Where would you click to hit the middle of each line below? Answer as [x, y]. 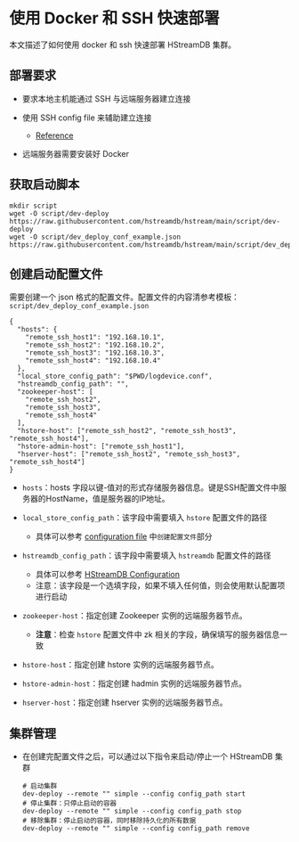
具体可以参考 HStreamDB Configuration [108, 575]
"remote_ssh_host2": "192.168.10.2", [95, 345]
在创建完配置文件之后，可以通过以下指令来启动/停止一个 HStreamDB [147, 756]
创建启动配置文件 [56, 274]
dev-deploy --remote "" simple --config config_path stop [132, 812]
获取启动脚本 [44, 185]
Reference [54, 135]
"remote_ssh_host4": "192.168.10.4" [93, 361]
